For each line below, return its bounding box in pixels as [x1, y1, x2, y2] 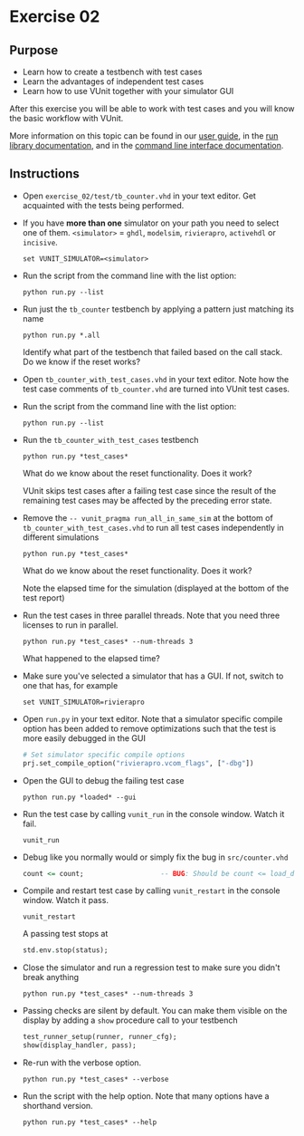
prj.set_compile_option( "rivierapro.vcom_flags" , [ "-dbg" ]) [22, 758, 254, 767]
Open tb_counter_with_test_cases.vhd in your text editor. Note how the [22, 373, 290, 384]
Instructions [9, 166, 80, 182]
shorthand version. [22, 1101, 93, 1112]
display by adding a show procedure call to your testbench [22, 1015, 238, 1025]
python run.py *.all [22, 331, 100, 340]
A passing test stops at [22, 929, 109, 939]
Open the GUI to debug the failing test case [22, 775, 185, 785]
